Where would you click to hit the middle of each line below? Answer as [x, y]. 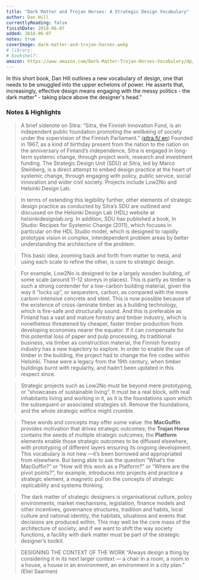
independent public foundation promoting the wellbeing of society [101, 132]
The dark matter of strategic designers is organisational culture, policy [106, 496]
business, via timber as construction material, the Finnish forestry [100, 342]
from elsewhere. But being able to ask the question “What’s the [97, 460]
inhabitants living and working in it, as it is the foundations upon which [106, 398]
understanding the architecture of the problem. [78, 244]
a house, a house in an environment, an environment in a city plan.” [102, 565]
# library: [20, 50]
